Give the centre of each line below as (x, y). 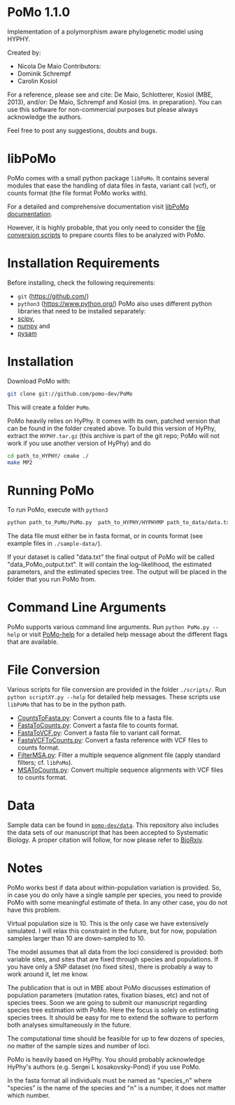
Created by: (24, 52)
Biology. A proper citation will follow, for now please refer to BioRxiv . (106, 840)
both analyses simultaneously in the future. (69, 1025)
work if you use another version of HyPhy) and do (79, 443)
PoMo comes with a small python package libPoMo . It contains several (108, 178)
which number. (29, 1095)
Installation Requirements (84, 263)
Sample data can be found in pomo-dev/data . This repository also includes (113, 825)
